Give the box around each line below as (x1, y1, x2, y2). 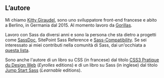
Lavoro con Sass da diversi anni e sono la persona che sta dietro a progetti (5, 31, 156, 37)
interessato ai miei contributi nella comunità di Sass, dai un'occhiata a (5, 42, 146, 48)
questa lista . (5, 47, 30, 53)
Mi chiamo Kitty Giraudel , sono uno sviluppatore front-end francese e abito (5, 17, 157, 23)
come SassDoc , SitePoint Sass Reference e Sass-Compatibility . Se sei (5, 37, 147, 43)
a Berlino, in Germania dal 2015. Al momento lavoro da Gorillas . (5, 22, 133, 28)
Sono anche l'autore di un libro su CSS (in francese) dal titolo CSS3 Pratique (5, 56, 160, 63)
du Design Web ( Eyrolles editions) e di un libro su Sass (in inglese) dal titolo (5, 62, 158, 68)
